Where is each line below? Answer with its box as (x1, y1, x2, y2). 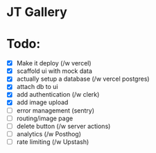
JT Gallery (6, 4, 67, 20)
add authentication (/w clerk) (16, 90, 100, 99)
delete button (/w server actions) (16, 122, 111, 130)
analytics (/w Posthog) (16, 129, 81, 138)
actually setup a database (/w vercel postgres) (16, 74, 150, 83)
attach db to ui (16, 83, 58, 91)
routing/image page (16, 114, 73, 122)
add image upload (16, 98, 69, 106)
